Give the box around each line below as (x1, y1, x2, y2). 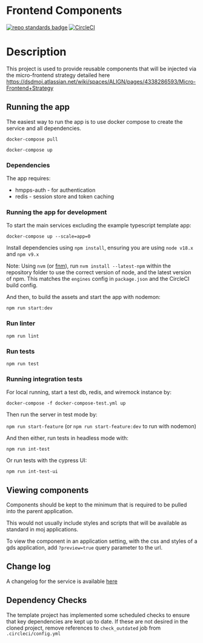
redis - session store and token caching (15, 192, 115, 200)
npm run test (6, 360, 39, 367)
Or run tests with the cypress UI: (6, 457, 87, 464)
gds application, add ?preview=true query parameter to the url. (6, 544, 163, 551)
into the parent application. (6, 507, 74, 514)
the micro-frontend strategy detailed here (6, 71, 110, 79)
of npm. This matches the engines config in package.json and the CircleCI (6, 275, 190, 283)
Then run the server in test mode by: (6, 411, 98, 419)
